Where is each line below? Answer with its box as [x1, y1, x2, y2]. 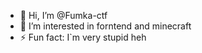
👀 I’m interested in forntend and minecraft [19, 20, 192, 32]
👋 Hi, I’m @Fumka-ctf [19, 10, 108, 21]
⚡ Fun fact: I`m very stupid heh [19, 31, 147, 43]
